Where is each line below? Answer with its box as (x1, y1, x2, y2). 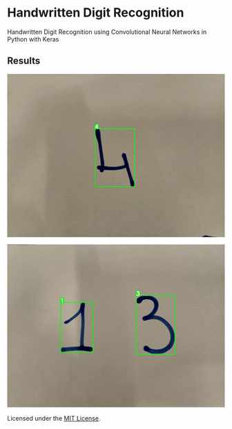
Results (7, 55, 41, 67)
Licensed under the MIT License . (7, 414, 101, 423)
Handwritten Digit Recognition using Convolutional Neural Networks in (7, 28, 207, 36)
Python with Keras (7, 35, 59, 43)
